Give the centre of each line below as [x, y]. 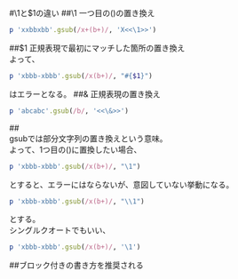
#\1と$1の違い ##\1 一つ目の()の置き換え [82, 13]
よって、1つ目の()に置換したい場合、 [75, 149]
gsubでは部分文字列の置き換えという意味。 [88, 138]
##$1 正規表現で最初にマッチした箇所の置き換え [97, 48]
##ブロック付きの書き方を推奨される [76, 266]
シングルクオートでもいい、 [60, 230]
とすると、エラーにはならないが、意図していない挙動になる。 [122, 184]
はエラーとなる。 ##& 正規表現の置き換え [85, 94]
